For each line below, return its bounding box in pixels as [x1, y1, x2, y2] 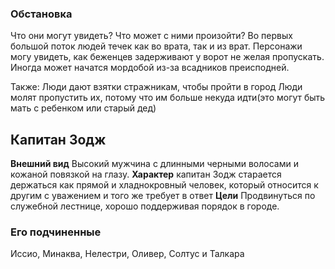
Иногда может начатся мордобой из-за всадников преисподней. [10, 62, 290, 74]
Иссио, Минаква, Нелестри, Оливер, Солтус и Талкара [10, 248, 245, 260]
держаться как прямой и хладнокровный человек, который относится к [10, 179, 319, 191]
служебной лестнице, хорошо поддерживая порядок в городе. [10, 200, 280, 212]
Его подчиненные [10, 225, 102, 239]
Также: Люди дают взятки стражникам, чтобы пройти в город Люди [10, 81, 303, 93]
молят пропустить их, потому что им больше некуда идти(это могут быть [10, 92, 326, 104]
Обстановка [10, 7, 73, 21]
